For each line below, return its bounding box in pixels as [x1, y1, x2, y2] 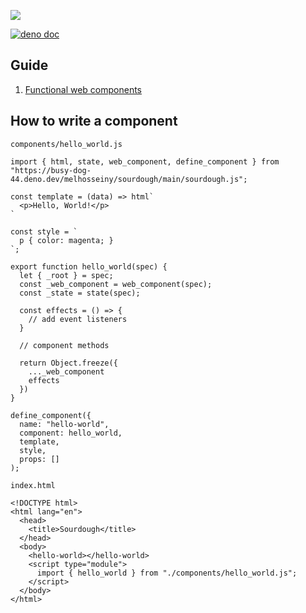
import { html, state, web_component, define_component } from [10, 156, 280, 167]
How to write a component [10, 113, 178, 130]
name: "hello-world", [19, 419, 110, 429]
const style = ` [10, 226, 78, 237]
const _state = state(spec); [19, 288, 141, 298]
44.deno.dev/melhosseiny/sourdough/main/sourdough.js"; [10, 174, 248, 184]
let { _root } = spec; [19, 270, 114, 280]
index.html [10, 480, 56, 490]
